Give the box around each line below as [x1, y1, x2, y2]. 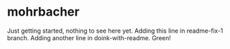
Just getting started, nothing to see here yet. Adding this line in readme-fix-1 [7, 27, 223, 35]
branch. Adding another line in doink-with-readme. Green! [7, 33, 172, 42]
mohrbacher [7, 4, 80, 20]
